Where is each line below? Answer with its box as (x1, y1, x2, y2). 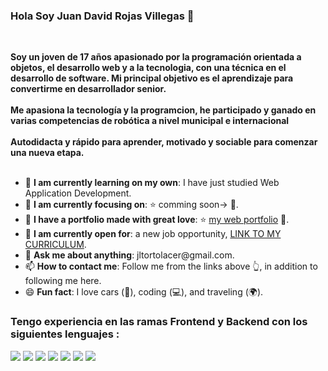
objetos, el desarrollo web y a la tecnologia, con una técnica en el (10, 62, 287, 74)
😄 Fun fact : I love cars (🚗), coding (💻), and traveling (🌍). (24, 286, 264, 298)
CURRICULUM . (24, 239, 87, 251)
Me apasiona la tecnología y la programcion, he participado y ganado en (10, 104, 317, 116)
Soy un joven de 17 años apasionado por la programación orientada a (10, 51, 302, 63)
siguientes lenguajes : (10, 327, 120, 341)
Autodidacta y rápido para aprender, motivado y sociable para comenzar (10, 136, 318, 148)
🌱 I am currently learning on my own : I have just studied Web (24, 177, 280, 189)
